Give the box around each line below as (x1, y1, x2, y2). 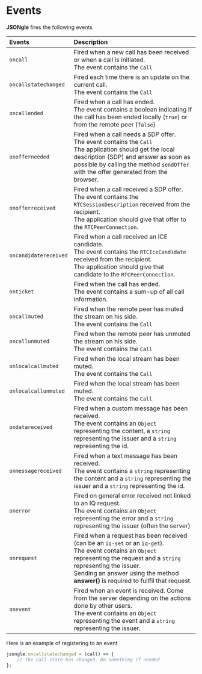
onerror (9, 507, 31, 514)
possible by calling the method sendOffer (73, 160, 189, 169)
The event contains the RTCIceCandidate (73, 248, 186, 256)
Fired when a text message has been (73, 451, 178, 460)
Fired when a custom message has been (73, 404, 188, 413)
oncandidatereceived (9, 252, 68, 259)
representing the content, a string (73, 426, 170, 435)
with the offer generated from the (73, 167, 168, 176)
